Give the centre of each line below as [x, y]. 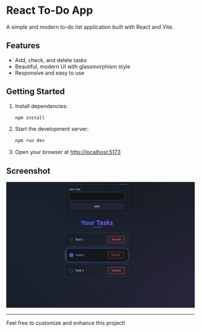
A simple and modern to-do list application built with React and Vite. [90, 27]
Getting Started [36, 92]
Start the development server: [52, 129]
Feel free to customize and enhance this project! [66, 323]
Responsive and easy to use [50, 73]
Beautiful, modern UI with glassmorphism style [72, 66]
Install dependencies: [41, 106]
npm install [30, 118]
